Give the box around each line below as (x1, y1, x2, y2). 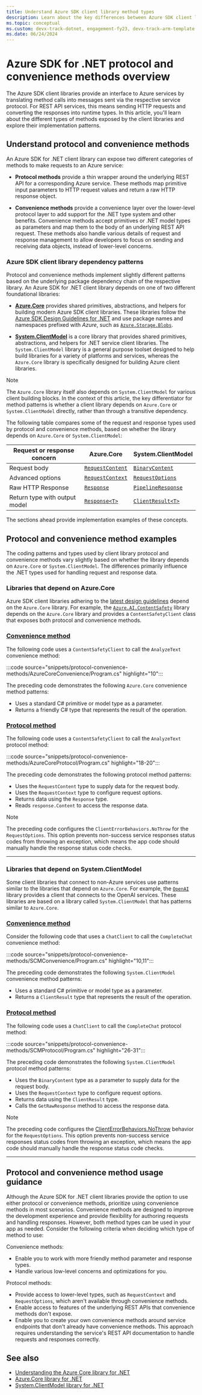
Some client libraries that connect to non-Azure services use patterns (6, 878, 179, 886)
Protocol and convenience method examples (6, 533, 177, 544)
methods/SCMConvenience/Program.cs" (6, 957, 108, 965)
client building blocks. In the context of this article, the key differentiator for (6, 395, 193, 402)
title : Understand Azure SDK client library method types (6, 8, 155, 15)
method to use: (6, 1231, 44, 1238)
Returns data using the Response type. (14, 795, 109, 803)
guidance (6, 1177, 43, 1187)
